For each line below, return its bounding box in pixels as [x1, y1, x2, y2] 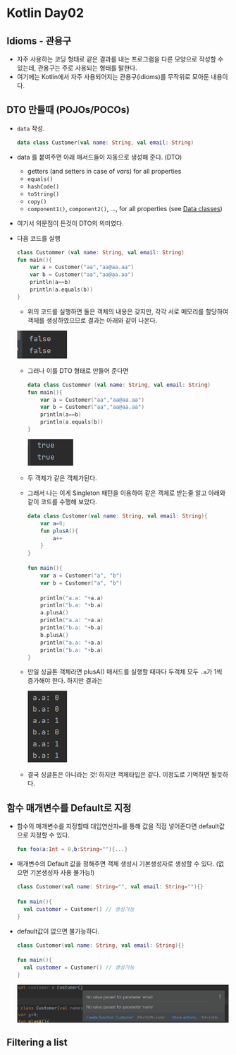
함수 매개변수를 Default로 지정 [6, 801, 132, 813]
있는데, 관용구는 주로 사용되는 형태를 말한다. [16, 64, 138, 72]
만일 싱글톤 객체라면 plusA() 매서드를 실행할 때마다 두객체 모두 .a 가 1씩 [27, 667, 223, 676]
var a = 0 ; [40, 520, 66, 527]
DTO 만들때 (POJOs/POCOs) [6, 104, 130, 116]
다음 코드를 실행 [16, 234, 61, 242]
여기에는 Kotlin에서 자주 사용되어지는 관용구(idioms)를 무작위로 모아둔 [16, 73, 209, 81]
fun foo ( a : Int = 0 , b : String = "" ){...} [16, 846, 128, 853]
